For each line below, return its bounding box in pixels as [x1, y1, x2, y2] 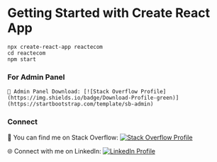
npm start [7, 55, 37, 63]
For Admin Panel [7, 72, 65, 82]
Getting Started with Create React [7, 5, 211, 21]
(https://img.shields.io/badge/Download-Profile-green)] [7, 94, 179, 102]
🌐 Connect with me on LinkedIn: [7, 146, 101, 155]
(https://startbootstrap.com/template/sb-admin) [7, 100, 154, 108]
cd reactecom [7, 50, 46, 57]
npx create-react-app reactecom [7, 43, 103, 50]
